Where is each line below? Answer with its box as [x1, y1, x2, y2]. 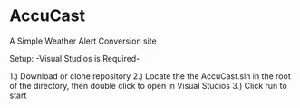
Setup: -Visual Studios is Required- [9, 53, 140, 64]
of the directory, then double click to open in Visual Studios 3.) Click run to [9, 80, 287, 91]
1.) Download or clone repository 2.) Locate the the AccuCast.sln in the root [9, 70, 292, 82]
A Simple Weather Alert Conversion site [9, 35, 157, 46]
